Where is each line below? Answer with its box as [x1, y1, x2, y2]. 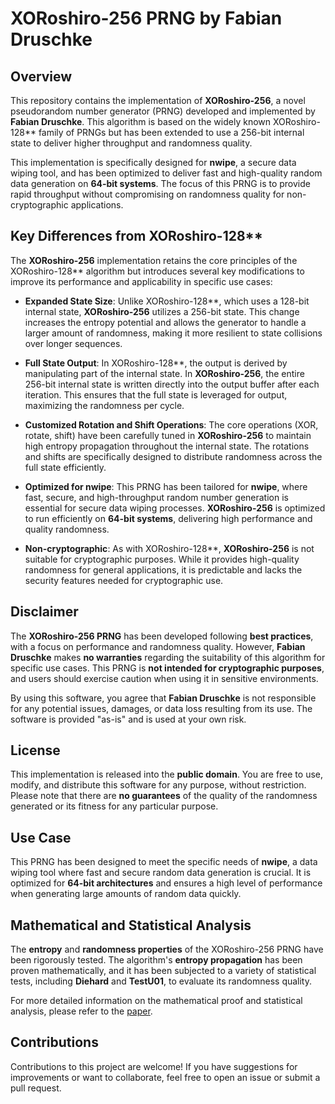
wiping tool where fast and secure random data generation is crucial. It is [10, 867, 312, 879]
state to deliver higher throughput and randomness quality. [10, 137, 253, 149]
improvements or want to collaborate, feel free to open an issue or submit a [10, 1071, 321, 1083]
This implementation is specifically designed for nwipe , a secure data [10, 157, 297, 168]
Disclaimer [10, 603, 79, 621]
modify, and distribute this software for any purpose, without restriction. [10, 779, 307, 791]
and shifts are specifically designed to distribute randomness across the [24, 450, 323, 462]
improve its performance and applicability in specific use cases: [10, 275, 273, 287]
